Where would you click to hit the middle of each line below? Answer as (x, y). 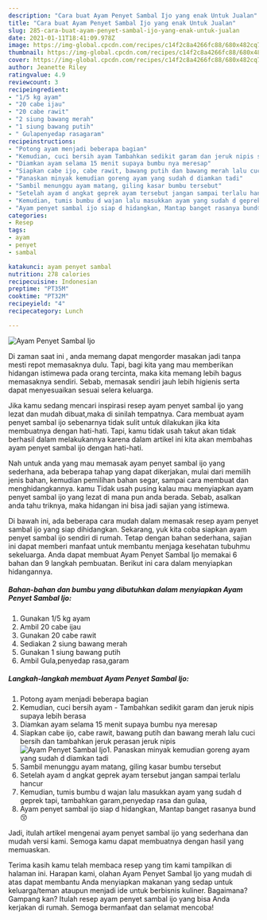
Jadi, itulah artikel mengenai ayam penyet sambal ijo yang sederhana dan (128, 832)
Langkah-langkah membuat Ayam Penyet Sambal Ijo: (99, 679)
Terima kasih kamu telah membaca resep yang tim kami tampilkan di (120, 865)
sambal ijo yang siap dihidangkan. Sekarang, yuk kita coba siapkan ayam (128, 529)
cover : (19, 60)
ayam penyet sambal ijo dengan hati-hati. (76, 447)
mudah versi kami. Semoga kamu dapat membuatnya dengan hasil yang (126, 841)
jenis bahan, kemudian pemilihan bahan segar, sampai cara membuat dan (128, 480)
